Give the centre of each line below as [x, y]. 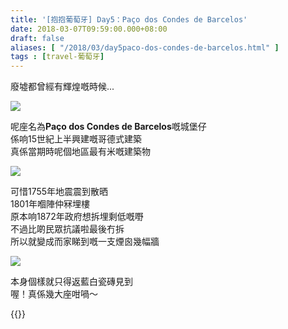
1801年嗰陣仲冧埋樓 [50, 204]
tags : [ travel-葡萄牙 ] [57, 57]
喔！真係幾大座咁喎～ [54, 294]
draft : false [37, 38]
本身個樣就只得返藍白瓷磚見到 [71, 282]
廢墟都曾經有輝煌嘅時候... [62, 87]
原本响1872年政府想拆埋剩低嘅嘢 [77, 217]
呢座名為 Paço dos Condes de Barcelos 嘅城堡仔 [108, 127]
